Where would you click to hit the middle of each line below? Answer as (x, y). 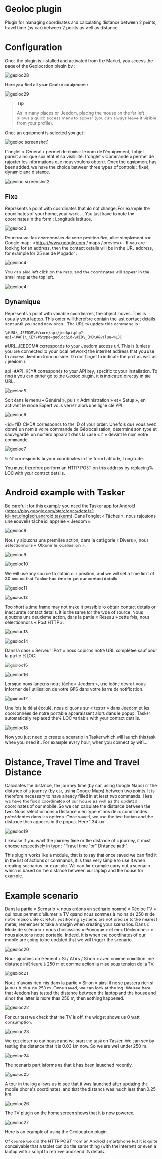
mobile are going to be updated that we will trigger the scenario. (69, 940)
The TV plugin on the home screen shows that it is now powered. (70, 1113)
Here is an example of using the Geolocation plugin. (57, 1132)
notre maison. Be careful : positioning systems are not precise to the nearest (81, 920)
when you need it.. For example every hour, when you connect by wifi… (76, 742)
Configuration (34, 47)
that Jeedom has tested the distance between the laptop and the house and (81, 993)
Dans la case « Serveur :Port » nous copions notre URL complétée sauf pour (81, 651)
